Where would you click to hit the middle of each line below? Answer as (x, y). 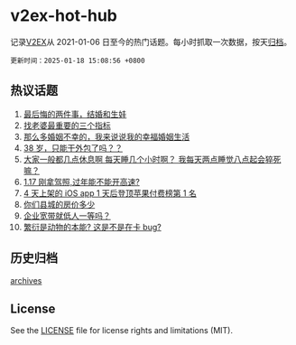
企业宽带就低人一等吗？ (67, 215)
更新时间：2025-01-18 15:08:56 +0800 (78, 61)
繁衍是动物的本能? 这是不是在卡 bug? (92, 227)
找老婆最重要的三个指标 (67, 125)
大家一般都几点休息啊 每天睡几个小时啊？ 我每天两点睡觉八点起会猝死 (152, 159)
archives (26, 280)
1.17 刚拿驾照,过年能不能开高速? (82, 182)
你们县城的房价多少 (59, 204)
